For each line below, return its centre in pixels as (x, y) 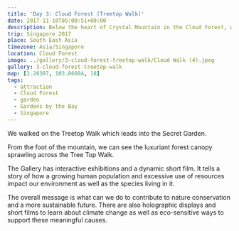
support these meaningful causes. (58, 220)
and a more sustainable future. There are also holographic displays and (112, 205)
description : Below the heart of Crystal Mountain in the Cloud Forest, (117, 27)
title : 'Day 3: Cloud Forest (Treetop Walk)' (76, 14)
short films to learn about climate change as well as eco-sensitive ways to (116, 212)
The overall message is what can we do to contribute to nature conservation (119, 197)
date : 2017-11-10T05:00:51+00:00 (57, 21)
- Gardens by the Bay (46, 107)
